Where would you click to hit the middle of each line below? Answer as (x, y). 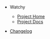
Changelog (21, 31)
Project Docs (30, 22)
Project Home (31, 16)
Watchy (17, 7)
